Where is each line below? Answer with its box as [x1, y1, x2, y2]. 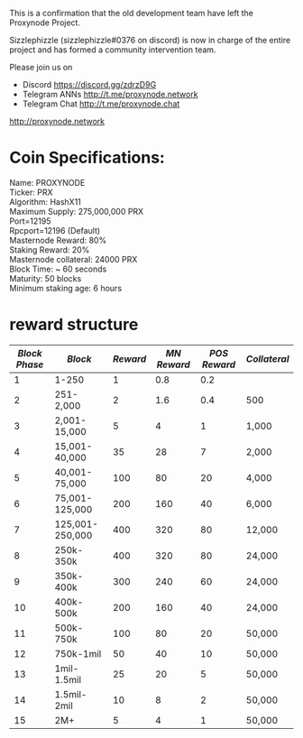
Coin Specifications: [9, 148, 165, 168]
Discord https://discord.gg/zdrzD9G [22, 79, 157, 89]
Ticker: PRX [9, 187, 53, 198]
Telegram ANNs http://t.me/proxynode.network [22, 89, 198, 99]
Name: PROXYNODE [9, 177, 86, 188]
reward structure [9, 315, 139, 335]
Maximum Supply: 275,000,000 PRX [9, 206, 144, 217]
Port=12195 [9, 216, 51, 226]
